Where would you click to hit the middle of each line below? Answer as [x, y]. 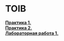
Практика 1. [18, 22]
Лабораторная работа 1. [32, 33]
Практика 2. [19, 27]
